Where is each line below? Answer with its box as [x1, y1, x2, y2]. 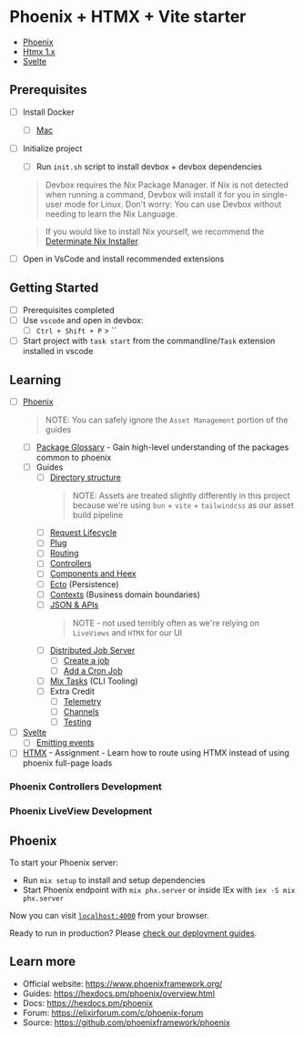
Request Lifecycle [49, 527, 117, 538]
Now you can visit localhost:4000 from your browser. [9, 910, 209, 921]
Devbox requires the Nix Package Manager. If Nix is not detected [45, 179, 289, 190]
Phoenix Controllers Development [9, 780, 162, 793]
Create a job [63, 655, 110, 666]
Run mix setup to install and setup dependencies [22, 875, 206, 886]
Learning [9, 371, 62, 388]
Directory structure [49, 472, 121, 483]
